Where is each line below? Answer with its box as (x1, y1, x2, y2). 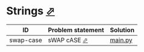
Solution (110, 26, 134, 34)
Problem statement (48, 26, 104, 34)
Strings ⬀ (6, 4, 55, 18)
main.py (110, 36, 133, 44)
